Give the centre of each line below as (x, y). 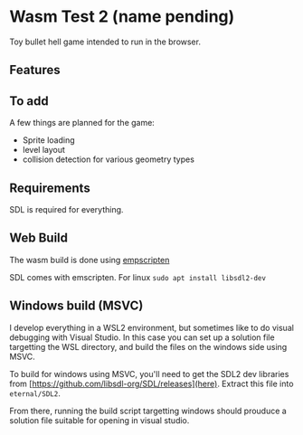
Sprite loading (48, 140)
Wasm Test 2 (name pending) (122, 17)
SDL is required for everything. (66, 209)
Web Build (39, 238)
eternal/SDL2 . (35, 393)
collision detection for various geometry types (108, 159)
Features (35, 70)
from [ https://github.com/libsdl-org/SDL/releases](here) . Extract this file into (151, 383)
